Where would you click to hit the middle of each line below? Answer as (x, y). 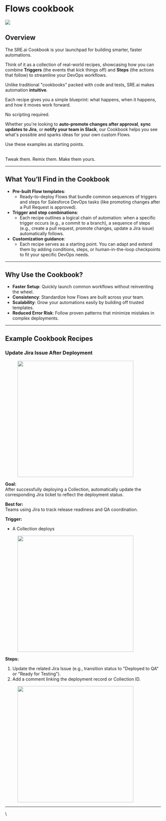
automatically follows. (42, 233)
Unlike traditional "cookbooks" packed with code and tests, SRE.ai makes (80, 84)
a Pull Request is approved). (48, 207)
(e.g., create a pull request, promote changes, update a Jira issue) (87, 228)
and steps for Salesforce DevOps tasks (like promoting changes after (90, 202)
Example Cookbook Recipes (49, 339)
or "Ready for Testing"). (36, 674)
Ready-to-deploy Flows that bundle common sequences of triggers (88, 196)
